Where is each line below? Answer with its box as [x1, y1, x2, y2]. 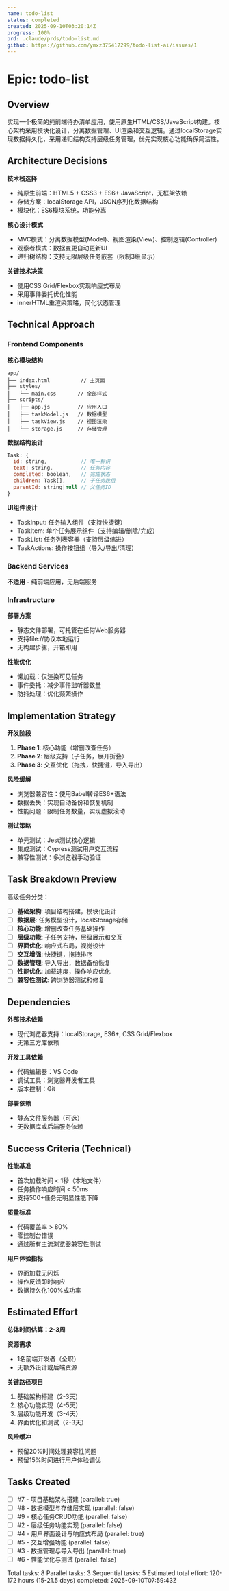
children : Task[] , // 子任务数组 [13, 477, 116, 484]
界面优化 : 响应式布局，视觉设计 [16, 942, 105, 950]
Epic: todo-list [7, 71, 89, 87]
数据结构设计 [7, 438, 43, 446]
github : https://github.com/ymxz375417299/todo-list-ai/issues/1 [7, 42, 197, 49]
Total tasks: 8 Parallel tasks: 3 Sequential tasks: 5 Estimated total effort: [7, 1569, 208, 1577]
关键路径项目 [7, 1378, 43, 1386]
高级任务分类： [7, 892, 49, 900]
